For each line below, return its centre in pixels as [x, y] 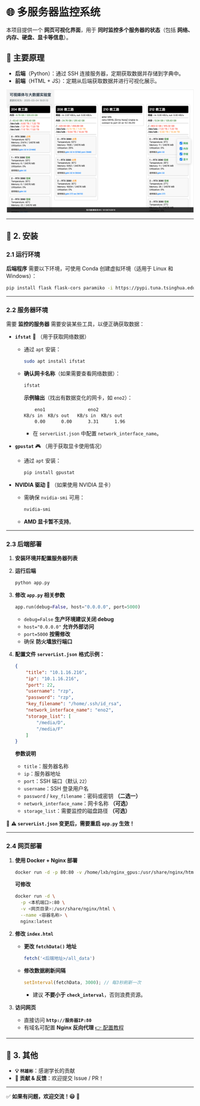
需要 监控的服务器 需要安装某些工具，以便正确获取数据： [75, 324]
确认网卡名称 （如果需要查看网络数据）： [72, 373]
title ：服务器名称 [46, 767]
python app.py [32, 583]
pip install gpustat [49, 473]
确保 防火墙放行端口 [48, 641]
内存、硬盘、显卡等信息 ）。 [39, 37]
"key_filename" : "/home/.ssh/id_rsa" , [74, 704]
